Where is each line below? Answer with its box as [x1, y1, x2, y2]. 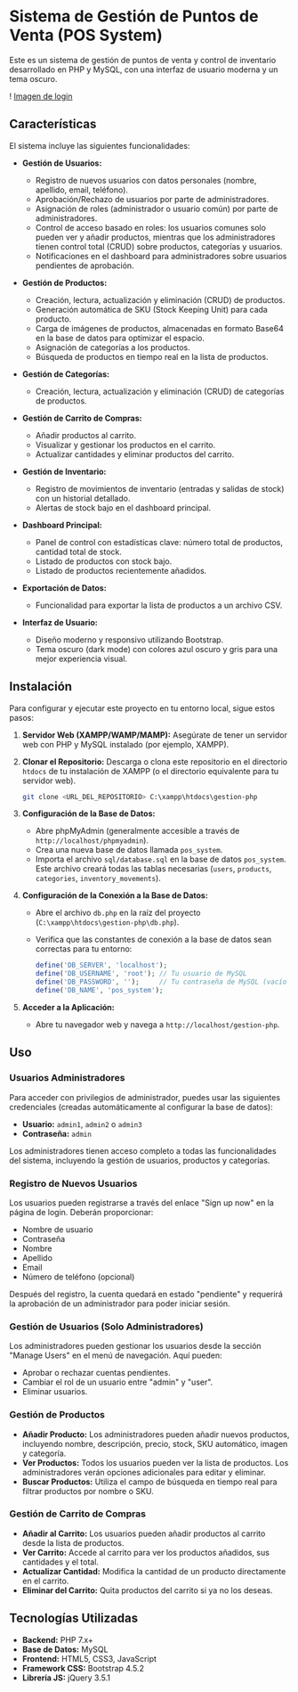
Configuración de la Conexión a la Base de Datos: [21, 890, 209, 901]
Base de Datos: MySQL [21, 1644, 109, 1655]
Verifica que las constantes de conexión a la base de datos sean [35, 934, 272, 945]
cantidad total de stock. [35, 546, 123, 557]
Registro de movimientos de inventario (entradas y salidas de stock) [35, 483, 285, 494]
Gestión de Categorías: [21, 368, 109, 380]
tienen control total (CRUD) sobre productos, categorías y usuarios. [35, 241, 283, 251]
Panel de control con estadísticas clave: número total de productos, [35, 536, 283, 547]
